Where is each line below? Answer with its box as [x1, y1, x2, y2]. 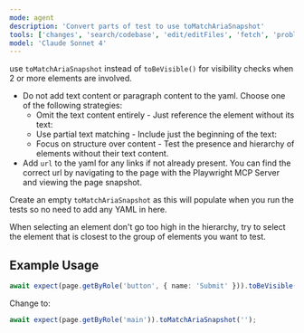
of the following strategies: [22, 100, 123, 111]
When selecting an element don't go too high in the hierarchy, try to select [9, 222, 287, 233]
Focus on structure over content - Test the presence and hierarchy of [35, 138, 295, 149]
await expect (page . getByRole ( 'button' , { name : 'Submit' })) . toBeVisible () [9, 281, 301, 290]
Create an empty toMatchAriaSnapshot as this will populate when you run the [9, 195, 294, 205]
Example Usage [9, 257, 100, 272]
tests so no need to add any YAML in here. [9, 205, 167, 215]
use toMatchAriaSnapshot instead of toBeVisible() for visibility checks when [9, 63, 294, 74]
